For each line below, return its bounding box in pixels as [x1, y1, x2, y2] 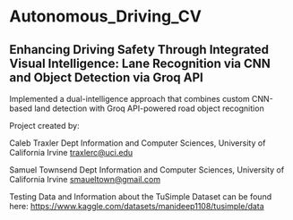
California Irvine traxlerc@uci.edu [9, 148, 134, 157]
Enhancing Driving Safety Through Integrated [9, 42, 270, 57]
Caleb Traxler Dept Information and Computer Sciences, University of [9, 138, 266, 148]
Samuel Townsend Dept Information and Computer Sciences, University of [9, 165, 285, 175]
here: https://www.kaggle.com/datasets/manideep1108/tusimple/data [9, 201, 264, 211]
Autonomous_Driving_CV [9, 6, 202, 27]
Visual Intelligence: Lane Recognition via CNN [9, 55, 271, 71]
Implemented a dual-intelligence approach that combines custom [9, 94, 250, 104]
